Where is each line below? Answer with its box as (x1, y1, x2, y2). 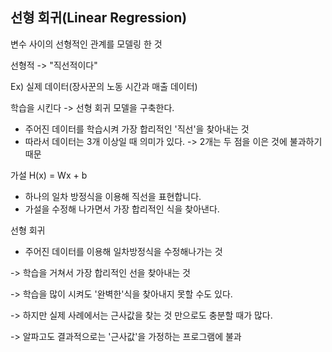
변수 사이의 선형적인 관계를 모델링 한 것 (10, 38, 163, 50)
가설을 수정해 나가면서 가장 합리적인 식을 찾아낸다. (24, 203, 220, 215)
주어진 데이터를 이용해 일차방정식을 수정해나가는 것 (24, 245, 223, 257)
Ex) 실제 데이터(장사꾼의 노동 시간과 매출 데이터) (10, 80, 198, 92)
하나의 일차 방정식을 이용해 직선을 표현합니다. (24, 190, 202, 202)
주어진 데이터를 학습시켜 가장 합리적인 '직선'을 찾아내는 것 (24, 123, 250, 135)
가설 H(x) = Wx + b (10, 169, 88, 181)
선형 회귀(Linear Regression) (10, 9, 188, 27)
